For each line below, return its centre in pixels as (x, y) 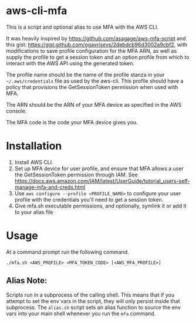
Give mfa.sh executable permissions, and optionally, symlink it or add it (100, 206)
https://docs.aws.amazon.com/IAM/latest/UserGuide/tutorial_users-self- (102, 181)
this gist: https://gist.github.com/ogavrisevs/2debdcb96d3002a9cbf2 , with (97, 45)
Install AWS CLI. (34, 162)
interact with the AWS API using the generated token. (70, 63)
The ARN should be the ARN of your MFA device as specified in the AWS (94, 104)
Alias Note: (27, 280)
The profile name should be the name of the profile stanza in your (85, 74)
